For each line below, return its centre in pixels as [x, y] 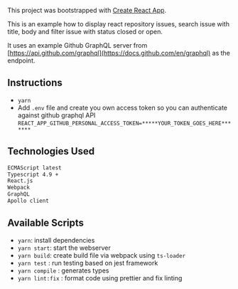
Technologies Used [51, 151]
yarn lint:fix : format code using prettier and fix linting [100, 278]
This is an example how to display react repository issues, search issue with [118, 24]
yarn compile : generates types [63, 270]
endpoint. [21, 61]
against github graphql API [56, 115]
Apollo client [28, 201]
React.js [20, 181]
